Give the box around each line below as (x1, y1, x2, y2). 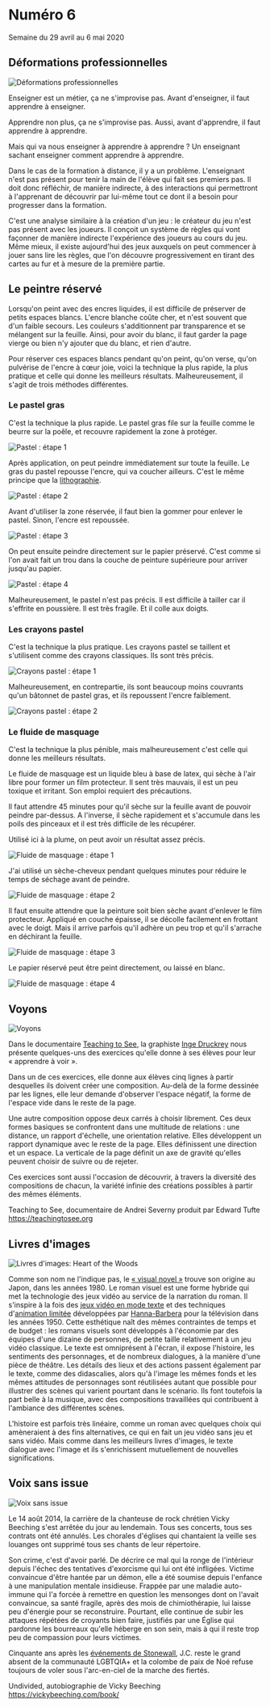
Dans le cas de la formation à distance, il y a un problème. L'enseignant (8, 166, 245, 175)
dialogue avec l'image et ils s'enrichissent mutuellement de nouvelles (8, 1445, 239, 1455)
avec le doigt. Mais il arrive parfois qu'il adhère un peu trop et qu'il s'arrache (8, 923, 262, 933)
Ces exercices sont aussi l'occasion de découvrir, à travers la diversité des (8, 1173, 256, 1182)
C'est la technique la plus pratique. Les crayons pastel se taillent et (8, 642, 231, 652)
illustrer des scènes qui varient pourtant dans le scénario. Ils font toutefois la (8, 1386, 263, 1396)
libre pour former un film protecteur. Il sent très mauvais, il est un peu (8, 778, 239, 788)
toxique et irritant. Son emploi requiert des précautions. (8, 786, 192, 796)
